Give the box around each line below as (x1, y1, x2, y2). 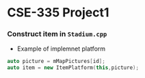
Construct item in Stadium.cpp (7, 29, 107, 39)
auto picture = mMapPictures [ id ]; (7, 58, 106, 65)
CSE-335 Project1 (7, 5, 109, 21)
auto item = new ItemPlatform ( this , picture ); (7, 64, 139, 71)
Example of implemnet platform (16, 44, 106, 53)
